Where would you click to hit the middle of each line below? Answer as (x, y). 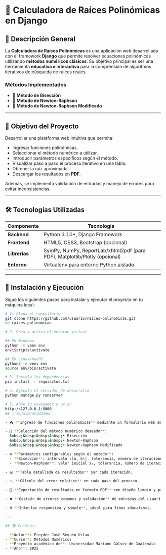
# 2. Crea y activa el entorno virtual (46, 332)
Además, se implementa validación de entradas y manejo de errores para (80, 184)
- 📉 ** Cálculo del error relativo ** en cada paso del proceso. (72, 481)
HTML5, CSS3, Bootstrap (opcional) (85, 242)
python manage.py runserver (34, 396)
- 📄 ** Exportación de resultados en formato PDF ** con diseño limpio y (80, 490)
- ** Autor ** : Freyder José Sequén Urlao (47, 535)
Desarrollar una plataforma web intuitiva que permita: (59, 138)
